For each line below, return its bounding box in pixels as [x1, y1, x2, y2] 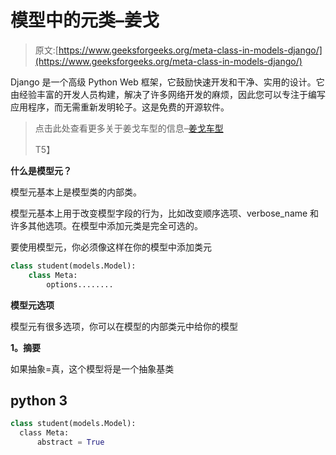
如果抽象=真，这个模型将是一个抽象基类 [10, 362, 175, 375]
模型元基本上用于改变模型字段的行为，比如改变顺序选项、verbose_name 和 [10, 207, 320, 219]
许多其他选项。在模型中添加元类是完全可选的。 [10, 219, 203, 231]
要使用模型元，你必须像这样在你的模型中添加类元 [10, 241, 212, 253]
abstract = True [36, 437, 105, 448]
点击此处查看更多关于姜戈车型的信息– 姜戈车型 [34, 122, 224, 134]
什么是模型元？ [10, 164, 72, 176]
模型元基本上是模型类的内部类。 [10, 186, 142, 198]
